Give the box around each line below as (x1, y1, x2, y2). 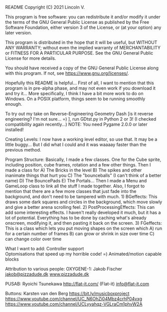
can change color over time (5, 236, 62, 242)
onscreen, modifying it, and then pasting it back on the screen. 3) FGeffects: (5, 220, 162, 226)
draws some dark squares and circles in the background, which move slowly (5, 199, 163, 205)
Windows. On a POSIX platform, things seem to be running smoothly (5, 96, 146, 102)
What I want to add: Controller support (5, 246, 84, 251)
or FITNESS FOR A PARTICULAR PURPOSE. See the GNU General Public (5, 50, 154, 56)
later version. (5, 30, 32, 35)
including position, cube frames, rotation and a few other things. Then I (5, 162, 151, 167)
